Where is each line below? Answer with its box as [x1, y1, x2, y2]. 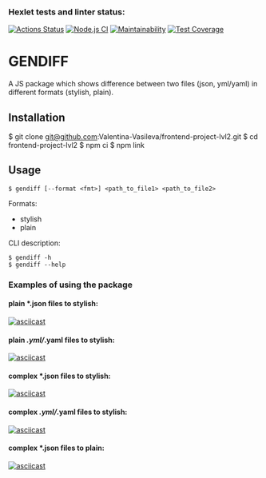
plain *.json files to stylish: [8, 299, 98, 309]
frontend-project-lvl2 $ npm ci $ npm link [8, 141, 145, 150]
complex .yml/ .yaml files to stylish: [8, 407, 128, 416]
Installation [8, 110, 66, 124]
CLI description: [8, 238, 62, 248]
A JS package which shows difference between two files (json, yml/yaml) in [8, 79, 258, 89]
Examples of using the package [8, 279, 133, 290]
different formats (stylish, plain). [8, 87, 114, 98]
